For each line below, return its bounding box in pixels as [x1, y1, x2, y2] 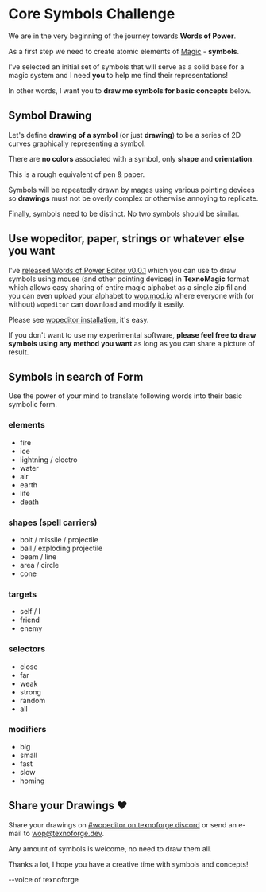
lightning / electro [19, 455, 78, 464]
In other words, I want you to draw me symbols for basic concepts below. [8, 85, 252, 96]
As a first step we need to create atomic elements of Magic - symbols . [8, 46, 240, 56]
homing [19, 776, 45, 785]
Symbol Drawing [8, 109, 92, 123]
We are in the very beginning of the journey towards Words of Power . [8, 31, 237, 41]
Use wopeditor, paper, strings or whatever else [8, 232, 245, 245]
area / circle [19, 560, 60, 569]
